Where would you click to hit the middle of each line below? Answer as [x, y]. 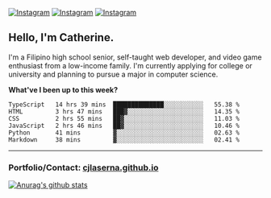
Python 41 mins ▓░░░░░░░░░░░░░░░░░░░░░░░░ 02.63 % [124, 133]
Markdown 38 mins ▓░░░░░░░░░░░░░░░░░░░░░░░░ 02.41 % [124, 140]
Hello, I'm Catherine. [61, 37]
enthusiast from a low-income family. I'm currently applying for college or [130, 65]
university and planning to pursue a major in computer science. [113, 74]
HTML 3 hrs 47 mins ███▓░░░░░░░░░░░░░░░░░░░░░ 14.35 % [124, 111]
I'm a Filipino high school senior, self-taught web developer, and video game [135, 57]
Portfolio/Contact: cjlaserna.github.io [83, 167]
